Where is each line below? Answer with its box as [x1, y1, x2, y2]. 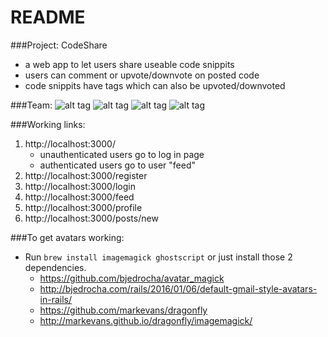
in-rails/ [39, 293, 73, 305]
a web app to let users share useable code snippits [24, 58, 235, 70]
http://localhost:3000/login [24, 180, 136, 192]
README [10, 6, 86, 29]
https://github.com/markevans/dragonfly [39, 304, 208, 316]
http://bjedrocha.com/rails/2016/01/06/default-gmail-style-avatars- [39, 282, 318, 295]
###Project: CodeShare [10, 39, 108, 51]
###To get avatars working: [10, 231, 125, 243]
